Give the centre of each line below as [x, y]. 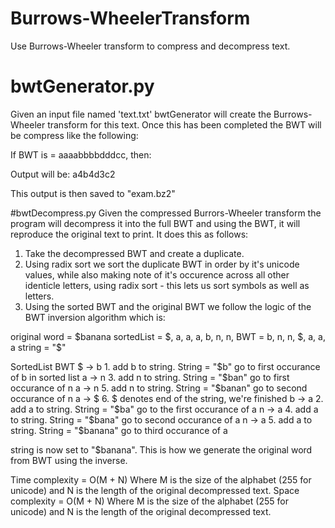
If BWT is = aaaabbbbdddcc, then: [81, 154]
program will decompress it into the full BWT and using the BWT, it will [155, 223]
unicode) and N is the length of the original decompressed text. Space [155, 490]
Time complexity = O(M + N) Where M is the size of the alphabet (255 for [161, 479]
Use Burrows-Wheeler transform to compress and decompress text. [150, 46]
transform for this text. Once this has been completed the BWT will [184, 124]
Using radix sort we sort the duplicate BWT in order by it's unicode [162, 264]
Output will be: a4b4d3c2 [63, 174]
